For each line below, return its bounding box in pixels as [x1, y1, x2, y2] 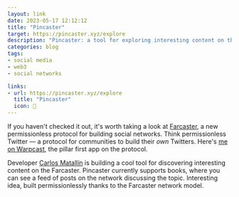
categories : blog [7, 43, 59, 50]
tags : [7, 50, 23, 58]
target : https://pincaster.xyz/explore [7, 30, 126, 38]
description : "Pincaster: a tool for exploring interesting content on [7, 37, 224, 44]
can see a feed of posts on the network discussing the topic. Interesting [7, 174, 218, 182]
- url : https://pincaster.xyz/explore [7, 90, 122, 97]
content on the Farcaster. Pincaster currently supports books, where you [7, 166, 221, 174]
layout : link [7, 10, 46, 18]
